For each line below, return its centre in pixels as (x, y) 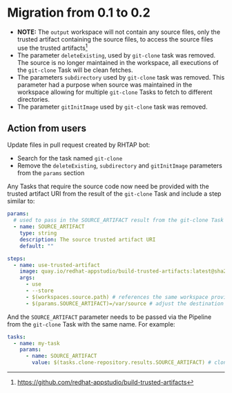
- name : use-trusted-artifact (57, 265)
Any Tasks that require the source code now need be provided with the (108, 186)
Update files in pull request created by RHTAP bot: (79, 145)
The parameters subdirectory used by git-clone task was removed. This (121, 77)
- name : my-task (37, 343)
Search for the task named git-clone (70, 158)
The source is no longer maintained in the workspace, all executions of (118, 62)
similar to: (21, 201)
